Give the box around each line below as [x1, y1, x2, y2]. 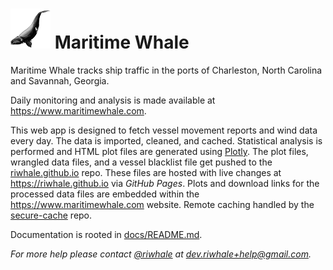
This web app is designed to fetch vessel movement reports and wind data [10, 124, 318, 136]
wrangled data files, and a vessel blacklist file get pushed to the [10, 156, 273, 168]
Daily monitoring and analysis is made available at [10, 94, 216, 106]
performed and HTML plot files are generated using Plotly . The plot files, [10, 145, 309, 157]
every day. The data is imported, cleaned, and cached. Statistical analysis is [10, 134, 323, 147]
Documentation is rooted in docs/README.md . [10, 228, 203, 240]
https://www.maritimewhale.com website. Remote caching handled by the [10, 198, 315, 210]
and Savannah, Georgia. [10, 74, 110, 87]
